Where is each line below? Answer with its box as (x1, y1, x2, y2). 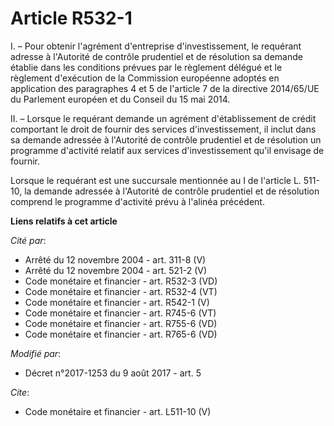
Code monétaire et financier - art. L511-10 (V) (24, 405, 212, 417)
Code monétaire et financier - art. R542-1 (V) (24, 296, 210, 308)
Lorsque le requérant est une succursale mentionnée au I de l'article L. (10, 174, 302, 186)
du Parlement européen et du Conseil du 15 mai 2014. (10, 93, 231, 105)
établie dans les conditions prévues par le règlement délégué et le (10, 61, 283, 73)
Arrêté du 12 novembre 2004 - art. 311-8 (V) (24, 253, 207, 266)
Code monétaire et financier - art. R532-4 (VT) (24, 285, 218, 297)
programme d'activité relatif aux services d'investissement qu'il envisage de (10, 144, 325, 156)
